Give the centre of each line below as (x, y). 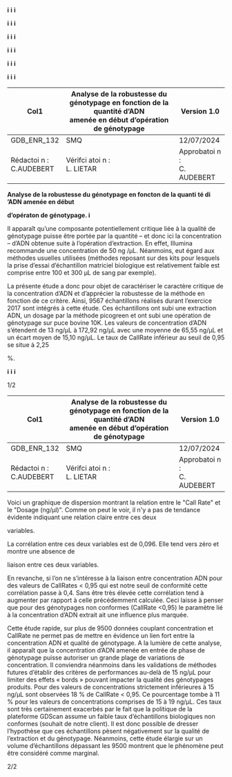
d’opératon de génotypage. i (49, 215)
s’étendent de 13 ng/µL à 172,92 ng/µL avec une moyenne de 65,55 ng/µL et (115, 330)
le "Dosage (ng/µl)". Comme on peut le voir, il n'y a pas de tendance (104, 510)
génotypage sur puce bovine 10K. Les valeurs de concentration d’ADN (107, 323)
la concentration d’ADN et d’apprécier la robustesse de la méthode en (106, 293)
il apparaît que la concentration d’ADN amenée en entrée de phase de (106, 650)
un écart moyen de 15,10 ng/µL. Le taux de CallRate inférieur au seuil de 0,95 (116, 337)
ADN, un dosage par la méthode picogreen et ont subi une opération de (109, 315)
